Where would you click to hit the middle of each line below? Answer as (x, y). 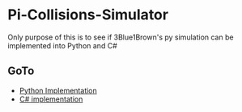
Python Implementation (58, 90)
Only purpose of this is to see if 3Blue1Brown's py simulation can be (121, 37)
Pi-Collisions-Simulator (88, 15)
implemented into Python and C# (63, 45)
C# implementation (51, 99)
